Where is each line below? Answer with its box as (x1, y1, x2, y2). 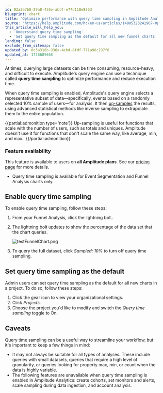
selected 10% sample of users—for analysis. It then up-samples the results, (5, 100, 156, 107)
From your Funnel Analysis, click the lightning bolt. (12, 215, 113, 220)
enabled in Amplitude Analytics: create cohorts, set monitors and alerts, (12, 377, 156, 383)
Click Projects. (12, 300, 41, 306)
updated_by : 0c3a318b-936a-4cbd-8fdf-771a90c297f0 (5, 47, 110, 52)
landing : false (5, 39, 36, 44)
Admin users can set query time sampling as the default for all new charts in (5, 280, 157, 286)
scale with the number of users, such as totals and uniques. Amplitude (5, 126, 146, 131)
